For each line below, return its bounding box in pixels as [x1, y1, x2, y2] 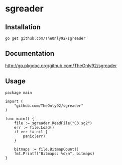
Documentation [5, 49, 55, 58]
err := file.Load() [14, 125, 55, 130]
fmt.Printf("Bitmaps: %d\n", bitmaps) [14, 151, 95, 156]
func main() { [5, 116, 35, 121]
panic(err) [23, 134, 46, 139]
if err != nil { [14, 129, 48, 134]
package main [5, 90, 32, 95]
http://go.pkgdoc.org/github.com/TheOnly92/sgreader [5, 63, 117, 69]
